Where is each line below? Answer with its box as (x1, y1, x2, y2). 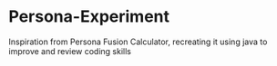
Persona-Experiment (8, 6, 170, 27)
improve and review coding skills (8, 45, 131, 56)
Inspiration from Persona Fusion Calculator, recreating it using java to (8, 36, 268, 47)
